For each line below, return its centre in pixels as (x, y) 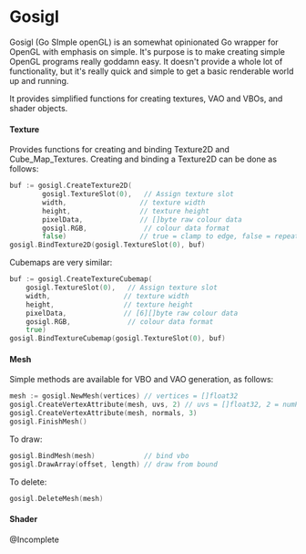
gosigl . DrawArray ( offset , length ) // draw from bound (114, 464)
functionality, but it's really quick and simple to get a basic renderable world (152, 71)
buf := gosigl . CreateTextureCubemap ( (81, 279)
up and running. (39, 80)
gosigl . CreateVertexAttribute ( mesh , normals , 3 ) (103, 413)
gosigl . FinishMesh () (49, 422)
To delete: (28, 482)
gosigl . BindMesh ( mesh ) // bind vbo (99, 455)
